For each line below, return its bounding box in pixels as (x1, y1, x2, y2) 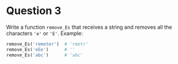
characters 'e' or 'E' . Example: (6, 29, 83, 36)
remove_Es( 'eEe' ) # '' (6, 46, 76, 52)
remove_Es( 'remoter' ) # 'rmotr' (6, 41, 89, 47)
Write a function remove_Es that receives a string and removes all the (6, 23, 173, 31)
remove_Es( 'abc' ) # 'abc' (6, 52, 83, 58)
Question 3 (6, 4, 62, 18)
